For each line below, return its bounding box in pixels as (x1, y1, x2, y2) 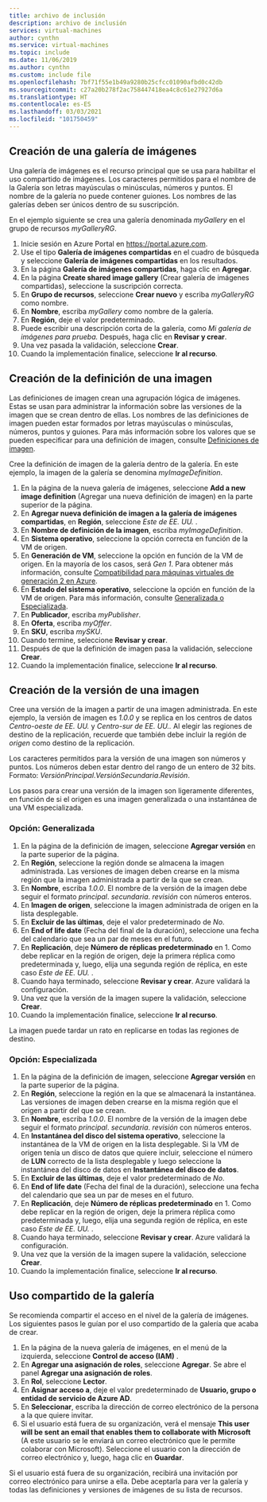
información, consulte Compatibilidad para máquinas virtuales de (20, 567, 234, 577)
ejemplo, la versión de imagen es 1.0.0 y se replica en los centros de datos (9, 713, 253, 722)
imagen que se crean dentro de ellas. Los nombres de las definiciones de (9, 410, 250, 419)
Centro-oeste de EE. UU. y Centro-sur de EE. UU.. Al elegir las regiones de (9, 722, 253, 731)
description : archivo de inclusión (9, 19, 127, 27)
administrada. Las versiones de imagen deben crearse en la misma (20, 866, 240, 876)
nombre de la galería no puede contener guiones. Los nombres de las (9, 191, 237, 200)
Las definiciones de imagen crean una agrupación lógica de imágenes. (9, 393, 241, 403)
